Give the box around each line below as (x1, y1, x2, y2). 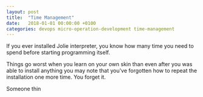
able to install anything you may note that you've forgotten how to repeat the (6, 67, 198, 75)
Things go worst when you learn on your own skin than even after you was (6, 61, 193, 68)
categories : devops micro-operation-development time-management (6, 25, 175, 32)
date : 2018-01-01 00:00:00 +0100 (6, 20, 96, 26)
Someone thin (6, 85, 41, 93)
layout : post (6, 8, 39, 15)
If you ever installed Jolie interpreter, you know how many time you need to (6, 42, 194, 50)
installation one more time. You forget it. (6, 73, 106, 81)
